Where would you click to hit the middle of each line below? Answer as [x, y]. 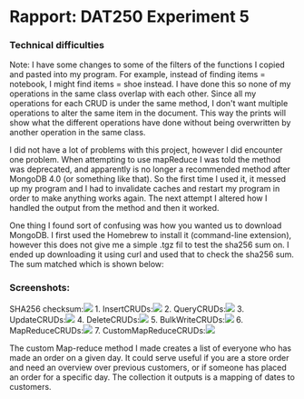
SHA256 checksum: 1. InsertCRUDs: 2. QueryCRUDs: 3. [127, 309]
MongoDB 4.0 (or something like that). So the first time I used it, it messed [148, 179]
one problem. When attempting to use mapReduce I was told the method [145, 160]
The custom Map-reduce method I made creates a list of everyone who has [151, 348]
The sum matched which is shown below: [87, 264]
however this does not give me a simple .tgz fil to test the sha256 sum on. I [149, 245]
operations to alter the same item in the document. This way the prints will [148, 113]
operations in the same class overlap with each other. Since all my [133, 94]
